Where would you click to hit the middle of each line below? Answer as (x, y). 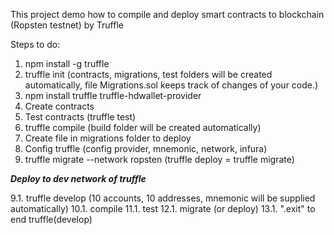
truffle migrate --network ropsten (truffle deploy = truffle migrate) (159, 159)
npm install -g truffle (67, 63)
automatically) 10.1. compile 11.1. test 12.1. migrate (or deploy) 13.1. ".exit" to (163, 208)
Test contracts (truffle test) (80, 117)
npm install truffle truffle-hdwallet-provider (113, 95)
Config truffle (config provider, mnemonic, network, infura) (146, 148)
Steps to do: (35, 44)
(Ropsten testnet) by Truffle (67, 25)
